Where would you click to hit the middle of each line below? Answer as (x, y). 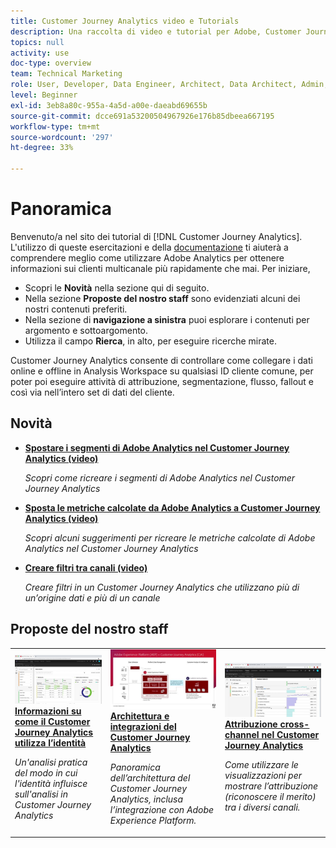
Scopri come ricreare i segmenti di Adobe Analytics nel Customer (160, 477)
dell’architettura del (150, 778)
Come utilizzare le (261, 765)
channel (242, 735)
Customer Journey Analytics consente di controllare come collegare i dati (161, 360)
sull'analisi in (41, 794)
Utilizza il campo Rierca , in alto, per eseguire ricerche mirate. (151, 341)
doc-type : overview (51, 63)
